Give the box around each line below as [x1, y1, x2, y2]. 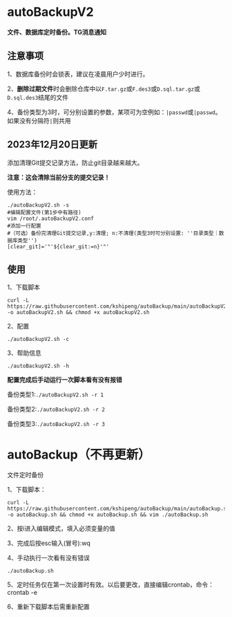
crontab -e [7, 589, 38, 597]
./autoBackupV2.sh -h [7, 362, 70, 370]
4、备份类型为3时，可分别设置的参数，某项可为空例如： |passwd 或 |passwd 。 [7, 108, 222, 116]
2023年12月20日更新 [7, 139, 98, 151]
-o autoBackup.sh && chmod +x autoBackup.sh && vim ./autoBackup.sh [7, 511, 209, 519]
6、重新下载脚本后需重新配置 [7, 602, 90, 611]
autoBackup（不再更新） [7, 447, 151, 462]
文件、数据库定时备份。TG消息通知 [7, 28, 107, 36]
